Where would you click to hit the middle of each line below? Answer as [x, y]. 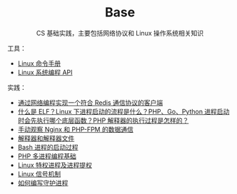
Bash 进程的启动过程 [48, 147]
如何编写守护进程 [43, 183]
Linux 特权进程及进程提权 [55, 165]
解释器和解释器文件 [46, 138]
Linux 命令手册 [39, 63]
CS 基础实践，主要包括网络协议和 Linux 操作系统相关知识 [120, 33]
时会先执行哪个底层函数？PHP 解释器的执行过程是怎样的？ [103, 120]
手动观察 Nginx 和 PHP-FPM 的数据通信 [75, 129]
